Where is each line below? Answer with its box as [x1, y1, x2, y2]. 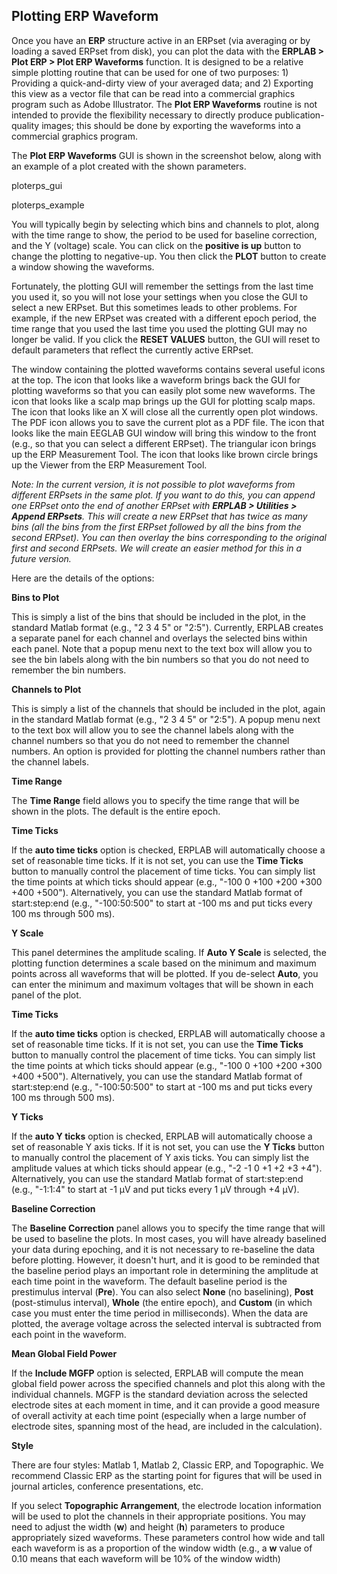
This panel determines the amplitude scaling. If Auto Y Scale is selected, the [11, 946, 327, 958]
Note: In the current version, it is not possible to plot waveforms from [11, 478, 296, 490]
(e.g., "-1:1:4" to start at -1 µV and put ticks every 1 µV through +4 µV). [11, 1183, 300, 1195]
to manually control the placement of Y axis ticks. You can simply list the [11, 1151, 310, 1163]
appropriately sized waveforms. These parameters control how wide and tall [11, 1531, 326, 1543]
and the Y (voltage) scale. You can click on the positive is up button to [11, 239, 302, 251]
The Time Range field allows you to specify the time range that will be [11, 794, 300, 806]
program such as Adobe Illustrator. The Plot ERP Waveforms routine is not [11, 98, 318, 110]
